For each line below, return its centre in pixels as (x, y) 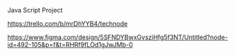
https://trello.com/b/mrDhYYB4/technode (68, 23)
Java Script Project (35, 10)
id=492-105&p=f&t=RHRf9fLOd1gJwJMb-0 (70, 44)
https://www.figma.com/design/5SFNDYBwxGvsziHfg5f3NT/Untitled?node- (117, 37)
